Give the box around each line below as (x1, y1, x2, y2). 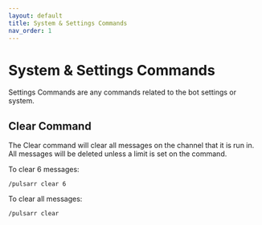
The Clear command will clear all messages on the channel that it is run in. (8, 141, 255, 151)
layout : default (8, 11, 63, 20)
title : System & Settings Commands (8, 19, 128, 27)
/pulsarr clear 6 (8, 180, 67, 188)
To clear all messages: (8, 194, 83, 204)
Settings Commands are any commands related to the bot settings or (8, 87, 237, 97)
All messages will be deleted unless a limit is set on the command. (8, 149, 227, 159)
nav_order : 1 (8, 26, 52, 34)
